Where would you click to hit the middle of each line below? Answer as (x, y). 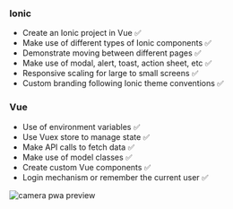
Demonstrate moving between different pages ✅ (112, 53)
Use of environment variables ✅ (81, 126)
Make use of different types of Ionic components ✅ (117, 43)
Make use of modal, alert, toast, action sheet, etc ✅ (117, 63)
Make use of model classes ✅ (77, 157)
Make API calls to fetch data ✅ (78, 147)
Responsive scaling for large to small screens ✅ (110, 74)
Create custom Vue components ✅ (86, 167)
